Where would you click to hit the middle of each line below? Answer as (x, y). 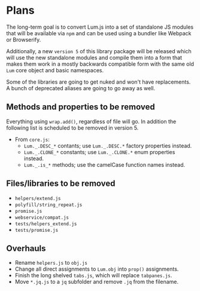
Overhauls (26, 248)
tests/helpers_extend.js (46, 224)
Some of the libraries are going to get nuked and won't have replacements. (99, 82)
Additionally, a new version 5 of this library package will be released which (99, 51)
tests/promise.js (37, 230)
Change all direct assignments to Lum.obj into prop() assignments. (97, 269)
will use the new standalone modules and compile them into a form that (94, 57)
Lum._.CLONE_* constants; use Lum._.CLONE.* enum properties (99, 152)
